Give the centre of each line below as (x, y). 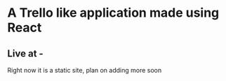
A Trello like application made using (113, 13)
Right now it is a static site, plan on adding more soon (85, 70)
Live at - (25, 53)
